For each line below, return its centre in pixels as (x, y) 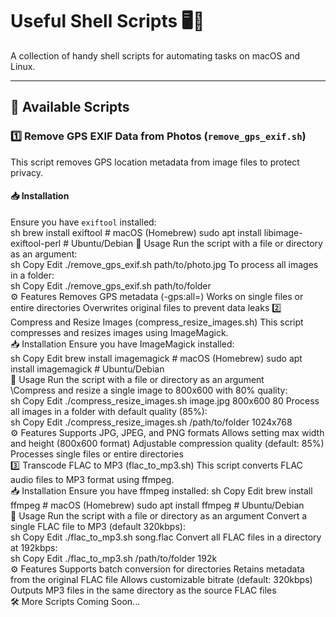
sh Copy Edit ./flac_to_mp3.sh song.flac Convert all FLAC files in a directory (166, 537)
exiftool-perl (36, 243)
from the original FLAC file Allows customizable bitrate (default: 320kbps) (161, 579)
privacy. (27, 172)
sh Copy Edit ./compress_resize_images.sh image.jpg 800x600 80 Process (165, 400)
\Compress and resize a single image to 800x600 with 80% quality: (149, 390)
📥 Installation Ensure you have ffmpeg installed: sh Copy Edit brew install (161, 490)
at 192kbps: (34, 547)
